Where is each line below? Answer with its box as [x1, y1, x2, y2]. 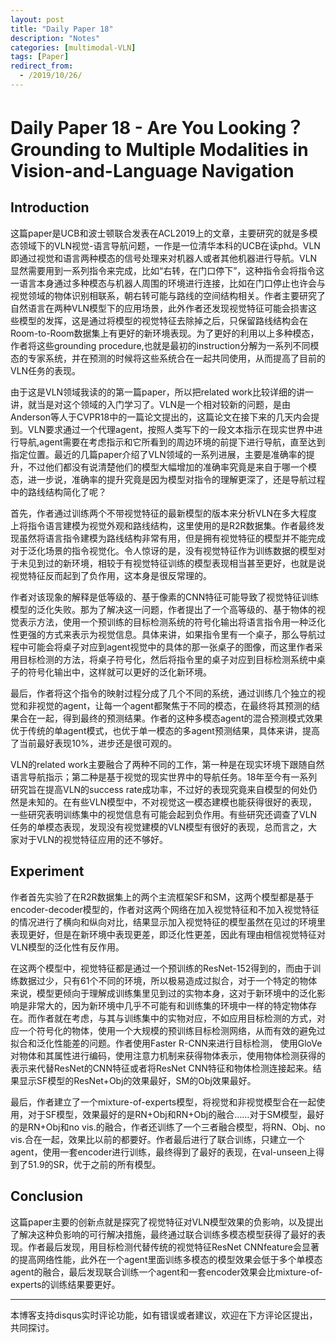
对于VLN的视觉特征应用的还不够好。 [18, 833, 169, 845]
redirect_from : [10, 61, 74, 71]
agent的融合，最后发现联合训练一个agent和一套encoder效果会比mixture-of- [10, 1266, 323, 1278]
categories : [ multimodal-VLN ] [10, 42, 137, 53]
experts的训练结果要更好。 [10, 1278, 121, 1290]
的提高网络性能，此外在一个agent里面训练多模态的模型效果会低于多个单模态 [10, 1253, 323, 1265]
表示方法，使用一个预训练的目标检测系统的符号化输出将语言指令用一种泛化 [18, 616, 326, 628]
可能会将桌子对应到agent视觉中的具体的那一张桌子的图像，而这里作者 [27, 641, 315, 653]
